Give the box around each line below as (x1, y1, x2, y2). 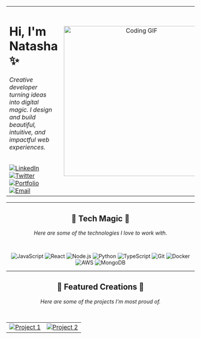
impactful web (9, 136, 50, 144)
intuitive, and (9, 128, 46, 137)
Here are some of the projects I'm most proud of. (40, 298, 161, 305)
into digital (9, 98, 39, 107)
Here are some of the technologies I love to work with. (33, 229, 167, 236)
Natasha (9, 38, 58, 53)
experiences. (9, 143, 46, 152)
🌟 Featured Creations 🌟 (56, 282, 145, 292)
